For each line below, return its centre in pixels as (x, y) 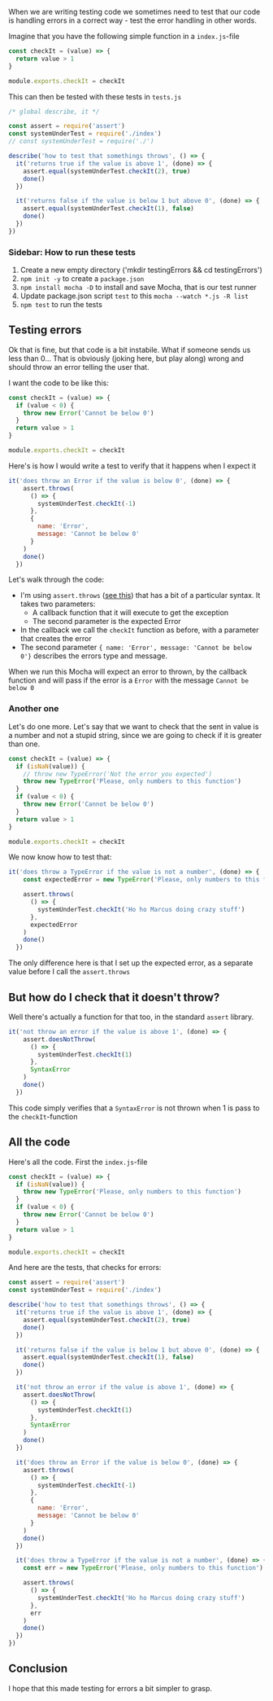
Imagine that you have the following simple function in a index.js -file (124, 36)
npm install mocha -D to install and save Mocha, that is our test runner (139, 288)
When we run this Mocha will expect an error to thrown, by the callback (128, 672)
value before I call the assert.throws (69, 972)
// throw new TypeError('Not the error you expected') (118, 774)
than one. (24, 744)
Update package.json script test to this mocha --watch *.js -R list (134, 296)
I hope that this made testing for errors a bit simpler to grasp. (110, 1688)
